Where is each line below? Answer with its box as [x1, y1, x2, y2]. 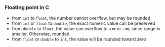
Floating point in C [4, 4, 49, 11]
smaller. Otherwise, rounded [11, 31, 70, 37]
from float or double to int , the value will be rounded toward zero [11, 36, 146, 42]
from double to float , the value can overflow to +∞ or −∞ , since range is [11, 26, 161, 32]
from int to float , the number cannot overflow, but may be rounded [11, 15, 151, 21]
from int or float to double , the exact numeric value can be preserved [11, 20, 156, 26]
